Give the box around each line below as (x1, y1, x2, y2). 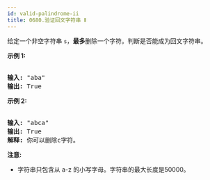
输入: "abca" (7, 119, 49, 126)
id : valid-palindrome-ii (7, 10, 79, 17)
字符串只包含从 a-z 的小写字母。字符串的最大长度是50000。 (17, 165, 190, 174)
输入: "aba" (7, 74, 46, 81)
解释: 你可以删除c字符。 (7, 136, 80, 144)
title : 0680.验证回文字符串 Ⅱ (7, 17, 87, 24)
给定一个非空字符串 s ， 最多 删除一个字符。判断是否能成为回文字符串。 (7, 36, 207, 45)
